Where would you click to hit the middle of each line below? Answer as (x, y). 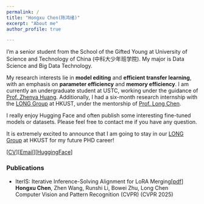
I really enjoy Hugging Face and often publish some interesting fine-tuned (99, 115)
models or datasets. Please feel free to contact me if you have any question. (102, 122)
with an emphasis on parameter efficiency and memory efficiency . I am (97, 84)
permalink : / (23, 12)
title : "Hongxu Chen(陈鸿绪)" (43, 18)
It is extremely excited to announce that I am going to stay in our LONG (95, 134)
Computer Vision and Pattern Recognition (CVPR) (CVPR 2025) (94, 194)
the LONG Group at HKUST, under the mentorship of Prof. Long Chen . (94, 104)
